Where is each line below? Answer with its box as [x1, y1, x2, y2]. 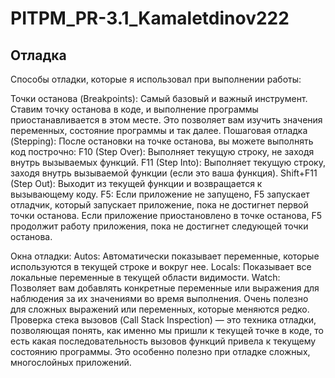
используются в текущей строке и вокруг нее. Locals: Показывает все [10, 261, 312, 272]
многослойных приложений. [10, 357, 132, 368]
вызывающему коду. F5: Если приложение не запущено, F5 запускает [10, 188, 310, 200]
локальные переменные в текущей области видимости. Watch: [10, 272, 281, 283]
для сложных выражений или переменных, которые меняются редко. [10, 303, 310, 315]
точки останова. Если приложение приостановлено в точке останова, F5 [10, 210, 323, 221]
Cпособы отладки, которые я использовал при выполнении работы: [10, 73, 302, 85]
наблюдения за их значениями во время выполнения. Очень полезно [10, 293, 309, 304]
